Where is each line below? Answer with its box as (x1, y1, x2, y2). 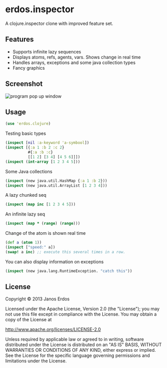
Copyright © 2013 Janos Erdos (5, 296, 70, 302)
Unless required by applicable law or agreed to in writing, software (5, 336, 144, 343)
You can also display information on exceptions (5, 258, 104, 265)
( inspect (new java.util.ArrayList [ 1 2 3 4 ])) (5, 183, 108, 188)
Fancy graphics (12, 65, 45, 71)
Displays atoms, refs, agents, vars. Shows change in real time (12, 54, 141, 60)
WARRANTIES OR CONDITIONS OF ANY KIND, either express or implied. (5, 347, 156, 353)
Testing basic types (5, 131, 47, 137)
